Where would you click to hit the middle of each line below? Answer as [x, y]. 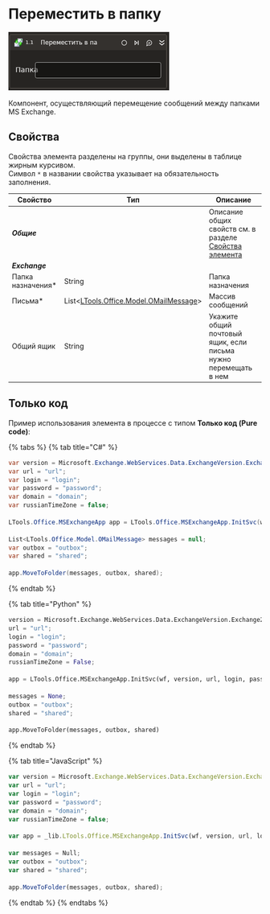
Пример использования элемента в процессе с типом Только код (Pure [133, 422]
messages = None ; [37, 696]
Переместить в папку [85, 14]
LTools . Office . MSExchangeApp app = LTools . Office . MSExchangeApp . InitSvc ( [135, 522]
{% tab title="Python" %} [50, 604]
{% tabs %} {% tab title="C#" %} [63, 447]
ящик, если [228, 342]
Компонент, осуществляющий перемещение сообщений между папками [134, 103]
